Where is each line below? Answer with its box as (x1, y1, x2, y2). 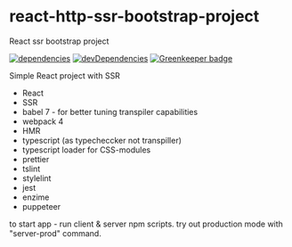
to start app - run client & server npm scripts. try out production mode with (9, 218, 283, 229)
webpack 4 (21, 116, 64, 127)
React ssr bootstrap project (9, 36, 109, 46)
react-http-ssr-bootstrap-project (9, 6, 260, 27)
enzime (21, 192, 50, 202)
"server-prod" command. (9, 227, 102, 238)
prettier (21, 153, 50, 164)
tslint (21, 163, 41, 174)
